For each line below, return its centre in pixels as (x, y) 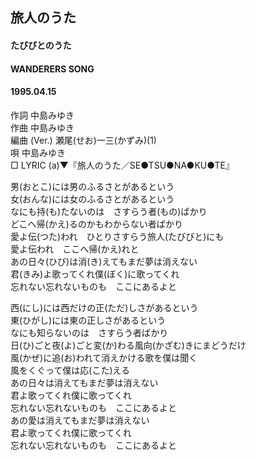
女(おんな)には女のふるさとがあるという (92, 199)
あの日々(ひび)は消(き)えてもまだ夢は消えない (104, 261)
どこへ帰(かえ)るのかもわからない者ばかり (97, 224)
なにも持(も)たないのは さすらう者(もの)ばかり (109, 211)
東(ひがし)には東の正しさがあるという (88, 320)
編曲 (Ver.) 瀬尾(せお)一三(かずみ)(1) (83, 140)
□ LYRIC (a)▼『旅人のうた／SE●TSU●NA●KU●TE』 (122, 165)
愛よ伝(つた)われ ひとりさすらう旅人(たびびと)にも (117, 236)
